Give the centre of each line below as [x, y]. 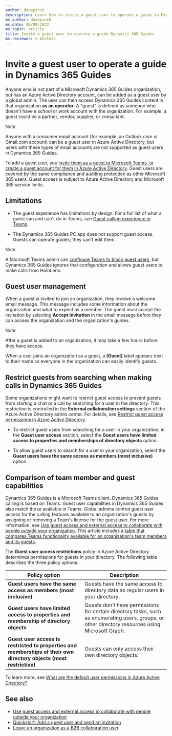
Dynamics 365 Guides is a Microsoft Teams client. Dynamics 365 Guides [82, 498]
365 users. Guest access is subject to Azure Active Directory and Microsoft [85, 179]
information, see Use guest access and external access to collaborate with [84, 525]
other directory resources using [122, 625]
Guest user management [46, 286]
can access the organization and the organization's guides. [68, 320]
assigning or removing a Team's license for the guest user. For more [77, 520]
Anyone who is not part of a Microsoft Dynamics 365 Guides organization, [83, 89]
